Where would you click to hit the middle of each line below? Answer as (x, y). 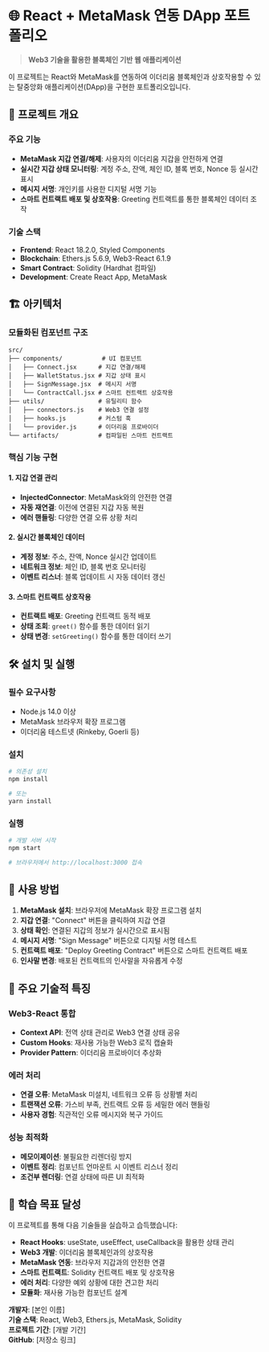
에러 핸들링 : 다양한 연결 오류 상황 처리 (79, 517)
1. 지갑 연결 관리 (33, 478)
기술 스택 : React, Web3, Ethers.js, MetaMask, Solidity (95, 1320)
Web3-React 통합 (42, 1013)
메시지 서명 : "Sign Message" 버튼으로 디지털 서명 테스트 (108, 941)
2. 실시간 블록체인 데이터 (47, 537)
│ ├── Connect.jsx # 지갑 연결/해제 (77, 367)
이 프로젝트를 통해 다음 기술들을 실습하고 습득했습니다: (93, 1225)
